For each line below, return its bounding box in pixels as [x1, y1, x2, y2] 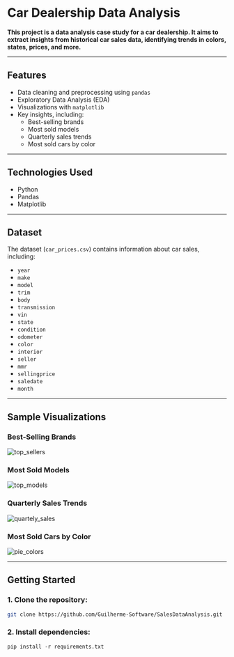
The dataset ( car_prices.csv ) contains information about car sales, [7, 245, 200, 254]
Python [17, 185, 38, 193]
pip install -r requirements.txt [7, 643, 104, 650]
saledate [17, 378, 43, 385]
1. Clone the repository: [7, 595, 88, 605]
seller [17, 356, 37, 363]
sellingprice [17, 371, 56, 378]
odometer [17, 334, 43, 341]
